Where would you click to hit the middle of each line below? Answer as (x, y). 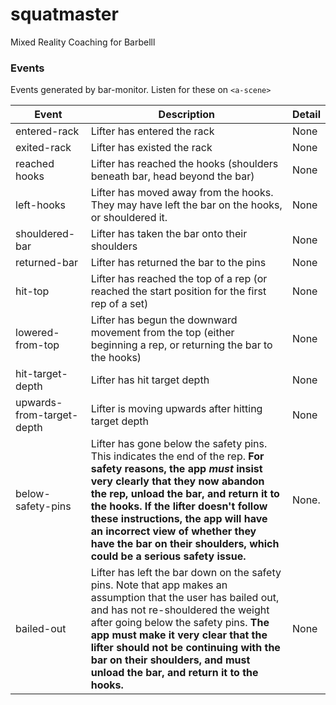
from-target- (47, 415)
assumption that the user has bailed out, (185, 598)
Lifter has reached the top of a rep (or (179, 279)
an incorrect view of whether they (173, 531)
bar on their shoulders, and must (170, 660)
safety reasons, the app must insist (176, 469)
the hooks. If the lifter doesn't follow (179, 506)
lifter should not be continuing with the (185, 648)
